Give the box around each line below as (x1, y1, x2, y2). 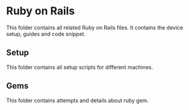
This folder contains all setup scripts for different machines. (6, 63, 154, 71)
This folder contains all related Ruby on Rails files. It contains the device (6, 24, 184, 31)
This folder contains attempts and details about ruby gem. (6, 97, 149, 104)
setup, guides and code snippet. (6, 30, 86, 37)
